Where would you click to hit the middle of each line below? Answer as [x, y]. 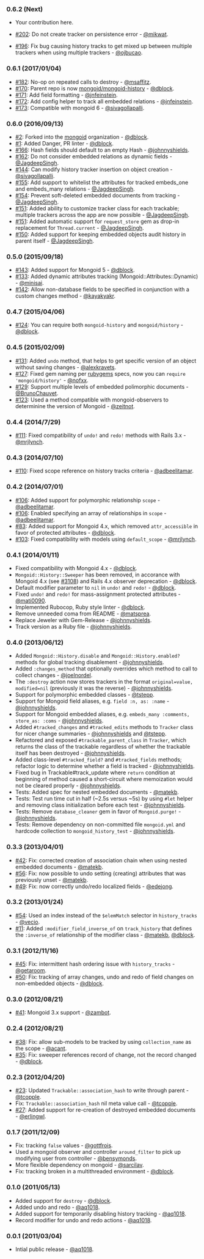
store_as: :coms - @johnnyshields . [59, 721]
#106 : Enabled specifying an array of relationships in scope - [91, 513]
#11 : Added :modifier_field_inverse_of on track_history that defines [104, 928]
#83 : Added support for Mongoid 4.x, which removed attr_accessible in [107, 526]
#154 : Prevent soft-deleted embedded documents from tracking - [97, 195]
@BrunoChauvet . [37, 393]
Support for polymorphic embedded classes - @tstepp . [85, 695]
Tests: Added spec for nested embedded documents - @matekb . [97, 792]
